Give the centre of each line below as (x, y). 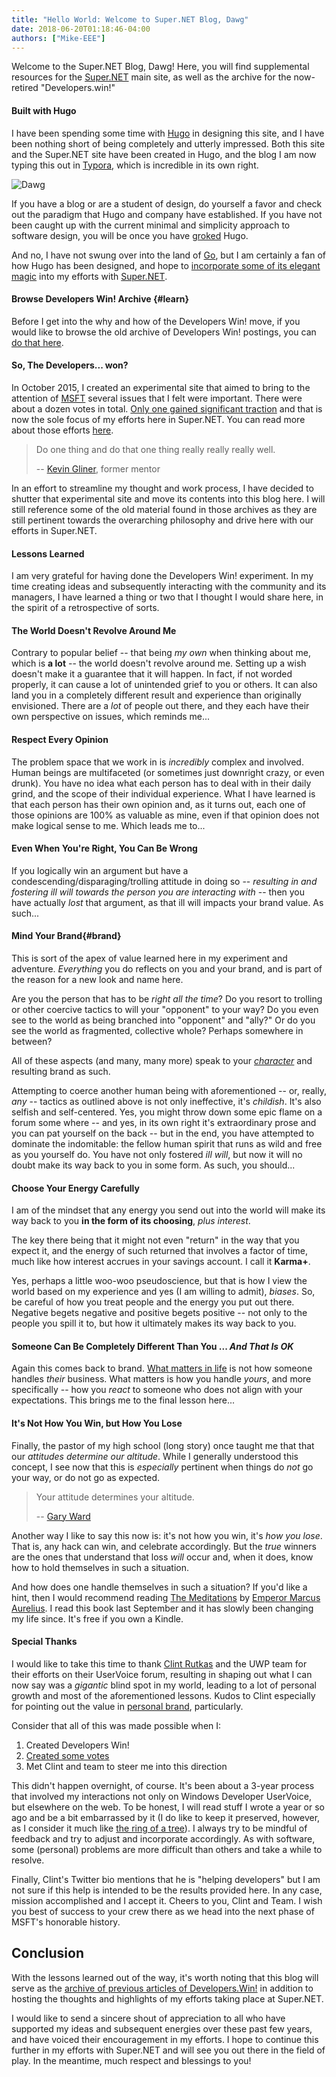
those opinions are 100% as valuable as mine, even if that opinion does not (165, 815)
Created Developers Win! (77, 1745)
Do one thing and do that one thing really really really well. (155, 449)
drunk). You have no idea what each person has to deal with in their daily (161, 783)
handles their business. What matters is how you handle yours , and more (161, 1379)
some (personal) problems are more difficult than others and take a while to (167, 1849)
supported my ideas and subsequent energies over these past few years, (162, 2028)
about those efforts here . (62, 430)
